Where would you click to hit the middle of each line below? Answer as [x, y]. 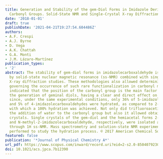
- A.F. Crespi [19, 37]
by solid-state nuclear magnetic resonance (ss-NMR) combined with [79, 77]
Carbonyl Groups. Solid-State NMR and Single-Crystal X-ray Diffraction [84, 14]
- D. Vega [15, 46]
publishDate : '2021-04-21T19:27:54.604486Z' [51, 28]
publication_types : [25, 64]
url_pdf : [14, 145]
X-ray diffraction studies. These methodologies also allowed [73, 81]
